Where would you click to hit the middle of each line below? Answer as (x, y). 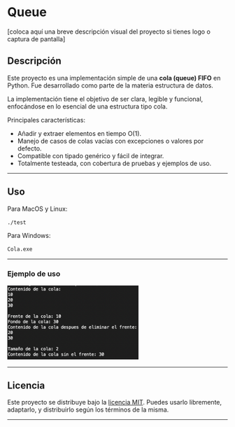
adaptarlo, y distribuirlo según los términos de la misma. (88, 409)
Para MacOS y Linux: (37, 209)
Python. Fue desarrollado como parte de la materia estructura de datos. (110, 85)
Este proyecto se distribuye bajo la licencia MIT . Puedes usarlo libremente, (115, 402)
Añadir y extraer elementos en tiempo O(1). (79, 133)
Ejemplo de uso (34, 274)
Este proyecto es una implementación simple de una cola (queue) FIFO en (114, 78)
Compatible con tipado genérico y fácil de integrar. (91, 155)
